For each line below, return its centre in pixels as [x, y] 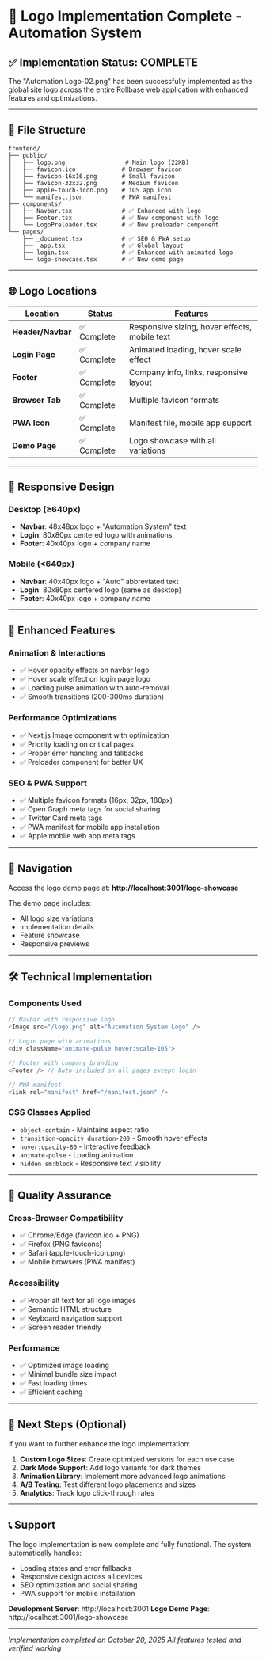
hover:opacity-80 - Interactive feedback [85, 1146]
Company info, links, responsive [188, 372]
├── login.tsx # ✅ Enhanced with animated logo [128, 253]
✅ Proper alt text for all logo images [78, 1300]
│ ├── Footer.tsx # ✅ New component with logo [114, 218]
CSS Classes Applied [49, 1112]
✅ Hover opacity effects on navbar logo [84, 670]
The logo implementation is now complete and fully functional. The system [130, 1544]
